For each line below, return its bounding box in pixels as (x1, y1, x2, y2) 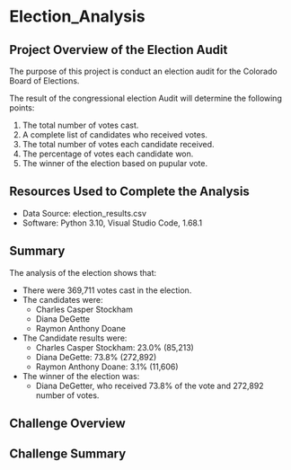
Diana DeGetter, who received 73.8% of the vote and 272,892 (35, 380, 264, 391)
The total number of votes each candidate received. (22, 139, 215, 149)
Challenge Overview (9, 416, 126, 431)
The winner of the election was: (22, 370, 140, 381)
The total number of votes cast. (22, 120, 139, 130)
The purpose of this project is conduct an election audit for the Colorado (9, 66, 278, 76)
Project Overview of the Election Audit (9, 42, 228, 58)
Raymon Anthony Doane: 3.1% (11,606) (35, 361, 179, 372)
